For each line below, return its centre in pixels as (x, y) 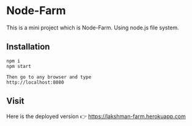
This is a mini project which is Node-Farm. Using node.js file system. (93, 28)
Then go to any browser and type (49, 77)
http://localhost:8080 (35, 82)
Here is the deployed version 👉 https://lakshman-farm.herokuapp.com (96, 116)
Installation (28, 47)
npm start (19, 66)
